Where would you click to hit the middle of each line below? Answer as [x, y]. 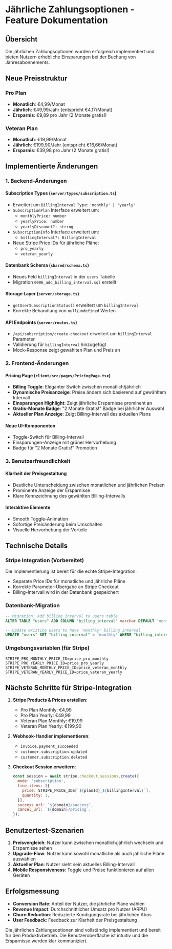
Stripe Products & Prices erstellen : [50, 700]
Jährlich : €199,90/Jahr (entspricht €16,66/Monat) [65, 145]
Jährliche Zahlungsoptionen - [70, 9]
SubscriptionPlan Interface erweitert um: [56, 210]
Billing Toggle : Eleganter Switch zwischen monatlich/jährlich [77, 387]
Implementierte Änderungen [52, 167]
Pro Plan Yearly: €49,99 [45, 716]
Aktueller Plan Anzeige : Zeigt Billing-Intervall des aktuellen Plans [82, 414]
